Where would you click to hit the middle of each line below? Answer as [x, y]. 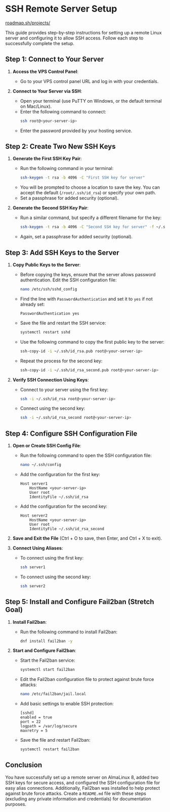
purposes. [16, 804]
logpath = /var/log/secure [49, 726]
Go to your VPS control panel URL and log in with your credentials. [89, 81]
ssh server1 [33, 567]
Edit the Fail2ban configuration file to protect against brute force [87, 679]
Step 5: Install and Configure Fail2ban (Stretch [80, 602]
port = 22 [31, 722]
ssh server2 [33, 586]
